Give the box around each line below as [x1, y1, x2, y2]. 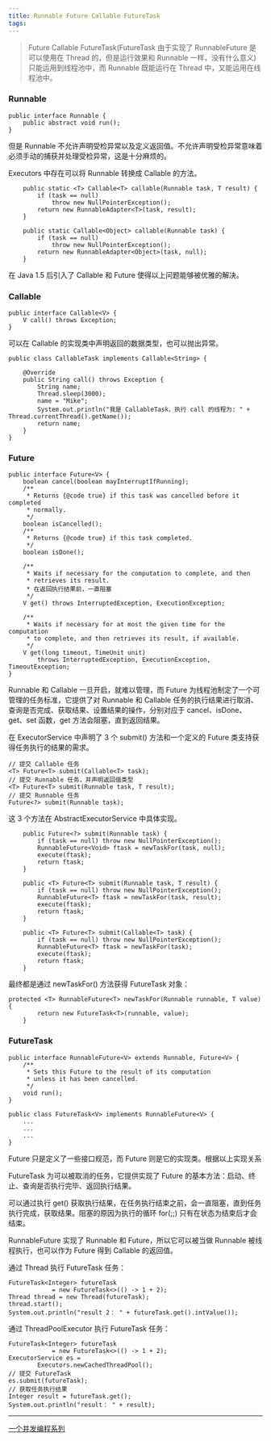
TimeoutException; [8, 663, 70, 671]
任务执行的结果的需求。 [15, 743, 94, 752]
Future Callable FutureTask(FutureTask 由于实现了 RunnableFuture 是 [27, 42, 256, 52]
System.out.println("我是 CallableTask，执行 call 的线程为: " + [37, 405, 251, 414]
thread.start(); [8, 1300, 63, 1308]
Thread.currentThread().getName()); [8, 413, 131, 421]
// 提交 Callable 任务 [8, 760, 80, 769]
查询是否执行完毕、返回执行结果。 [22, 1180, 135, 1191]
